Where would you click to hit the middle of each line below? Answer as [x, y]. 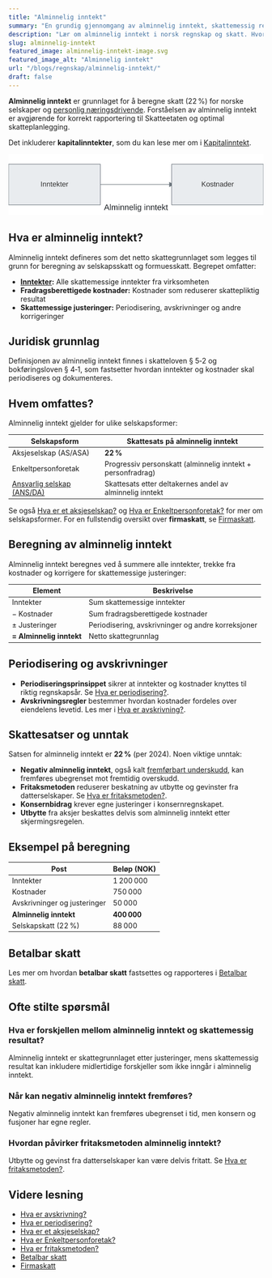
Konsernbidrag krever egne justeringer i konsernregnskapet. [122, 804]
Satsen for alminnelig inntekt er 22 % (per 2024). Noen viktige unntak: [125, 754]
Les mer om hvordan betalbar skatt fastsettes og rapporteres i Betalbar [128, 973]
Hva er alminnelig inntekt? [76, 238]
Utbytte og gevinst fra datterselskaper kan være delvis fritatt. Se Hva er [127, 1161]
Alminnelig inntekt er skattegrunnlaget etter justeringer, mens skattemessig [134, 1058]
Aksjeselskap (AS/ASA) [51, 453]
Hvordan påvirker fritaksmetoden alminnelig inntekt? [115, 1144]
